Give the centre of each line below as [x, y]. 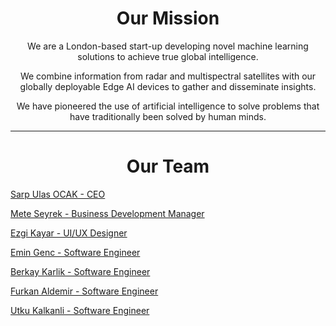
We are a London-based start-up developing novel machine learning [168, 46]
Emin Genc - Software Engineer [75, 252]
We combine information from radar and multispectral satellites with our [168, 76]
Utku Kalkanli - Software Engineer [80, 310]
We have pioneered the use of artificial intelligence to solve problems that [168, 106]
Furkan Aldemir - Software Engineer [84, 291]
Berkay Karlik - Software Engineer [80, 271]
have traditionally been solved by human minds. [168, 116]
